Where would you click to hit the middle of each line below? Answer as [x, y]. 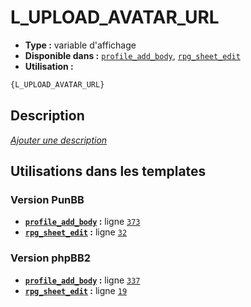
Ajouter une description [59, 140]
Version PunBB [47, 199]
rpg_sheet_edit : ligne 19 [76, 290]
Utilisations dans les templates [108, 171]
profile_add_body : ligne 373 [82, 222]
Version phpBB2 [51, 258]
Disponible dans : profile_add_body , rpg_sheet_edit [132, 55]
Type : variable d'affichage [80, 45]
